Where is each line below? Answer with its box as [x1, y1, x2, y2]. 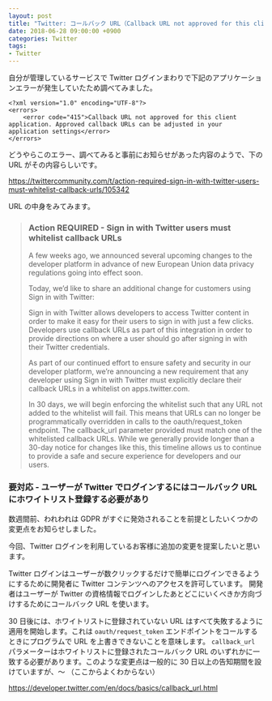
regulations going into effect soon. [28, 268, 143, 278]
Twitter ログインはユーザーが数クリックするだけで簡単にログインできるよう [8, 568, 261, 578]
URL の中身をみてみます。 [8, 202, 95, 211]
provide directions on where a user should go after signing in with [28, 334, 248, 344]
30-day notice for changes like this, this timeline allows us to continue [28, 442, 261, 452]
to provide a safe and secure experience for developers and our [28, 451, 241, 461]
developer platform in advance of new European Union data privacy [28, 259, 255, 269]
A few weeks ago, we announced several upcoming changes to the [28, 250, 253, 260]
